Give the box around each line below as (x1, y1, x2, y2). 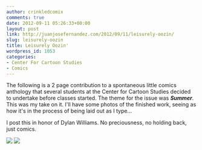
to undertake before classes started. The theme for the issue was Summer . (6, 94, 194, 102)
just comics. (6, 125, 37, 133)
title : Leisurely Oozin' (6, 43, 69, 49)
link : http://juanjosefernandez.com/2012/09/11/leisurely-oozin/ (6, 31, 174, 37)
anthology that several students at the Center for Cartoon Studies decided (6, 88, 191, 96)
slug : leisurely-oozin (6, 37, 64, 43)
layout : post (6, 25, 39, 32)
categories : (6, 54, 36, 60)
